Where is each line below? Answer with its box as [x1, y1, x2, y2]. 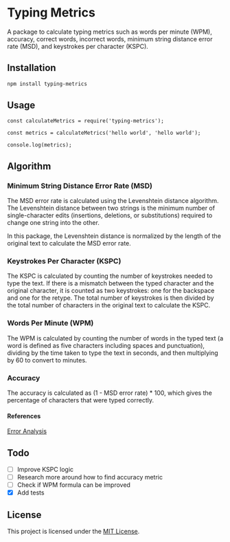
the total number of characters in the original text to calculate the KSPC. [7, 301, 211, 310]
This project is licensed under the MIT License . [7, 528, 140, 536]
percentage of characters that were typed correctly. [7, 396, 154, 404]
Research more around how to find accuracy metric [16, 473, 163, 481]
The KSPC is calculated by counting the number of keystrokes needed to [7, 272, 213, 280]
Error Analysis [7, 427, 47, 435]
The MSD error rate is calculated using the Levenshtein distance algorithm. [7, 197, 219, 205]
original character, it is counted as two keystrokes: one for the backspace [7, 287, 215, 295]
